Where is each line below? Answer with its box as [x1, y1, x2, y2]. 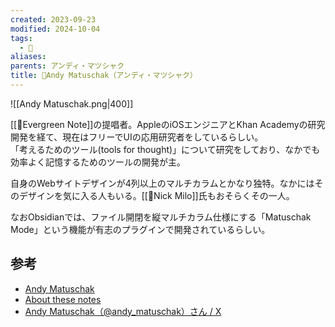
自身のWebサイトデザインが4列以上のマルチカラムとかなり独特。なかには [10, 177, 315, 189]
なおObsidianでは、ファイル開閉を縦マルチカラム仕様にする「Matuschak [10, 211, 312, 223]
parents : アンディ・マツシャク [10, 61, 125, 71]
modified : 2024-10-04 [10, 24, 101, 34]
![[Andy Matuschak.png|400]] [10, 97, 134, 110]
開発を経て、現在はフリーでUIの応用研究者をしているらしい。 [10, 131, 264, 143]
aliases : [10, 52, 47, 62]
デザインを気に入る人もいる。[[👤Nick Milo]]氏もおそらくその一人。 [18, 189, 295, 201]
